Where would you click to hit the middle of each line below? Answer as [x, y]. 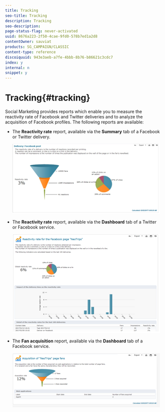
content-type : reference [30, 52]
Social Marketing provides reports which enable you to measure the [74, 112]
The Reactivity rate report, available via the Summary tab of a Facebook [86, 132]
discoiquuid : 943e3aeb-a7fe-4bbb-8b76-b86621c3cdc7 [59, 57]
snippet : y [16, 73]
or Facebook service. [34, 227]
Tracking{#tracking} [48, 98]
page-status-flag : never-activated [41, 31]
